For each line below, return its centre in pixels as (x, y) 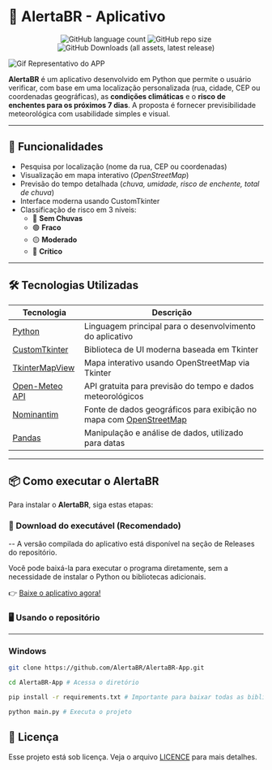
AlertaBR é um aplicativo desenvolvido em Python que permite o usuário (130, 79)
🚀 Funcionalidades (56, 147)
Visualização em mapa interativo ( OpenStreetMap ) (104, 175)
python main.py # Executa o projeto (70, 712)
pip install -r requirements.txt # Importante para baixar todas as (126, 698)
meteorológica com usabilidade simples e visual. (89, 114)
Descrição (172, 312)
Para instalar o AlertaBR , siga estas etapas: (81, 505)
